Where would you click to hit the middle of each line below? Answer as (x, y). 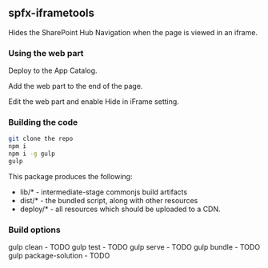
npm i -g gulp (32, 154)
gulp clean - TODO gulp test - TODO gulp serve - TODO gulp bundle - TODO (134, 247)
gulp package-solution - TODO (59, 256)
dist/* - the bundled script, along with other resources (109, 200)
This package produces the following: (70, 176)
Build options (35, 230)
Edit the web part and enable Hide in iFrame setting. (94, 102)
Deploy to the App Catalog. (53, 70)
